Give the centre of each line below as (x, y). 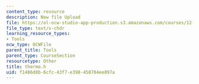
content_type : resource (36, 12)
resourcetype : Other (32, 61)
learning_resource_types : (38, 34)
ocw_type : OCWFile (29, 45)
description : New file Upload (44, 17)
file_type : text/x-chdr (36, 28)
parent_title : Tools (32, 50)
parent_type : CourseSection (41, 56)
